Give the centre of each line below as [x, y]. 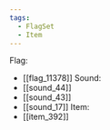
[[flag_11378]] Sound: [62, 78]
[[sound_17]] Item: [56, 107]
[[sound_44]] [47, 88]
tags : [20, 18]
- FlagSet [36, 26]
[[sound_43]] [47, 97]
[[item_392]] [46, 117]
